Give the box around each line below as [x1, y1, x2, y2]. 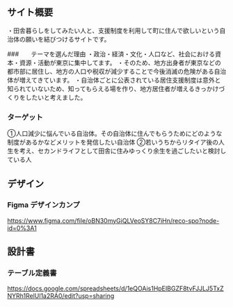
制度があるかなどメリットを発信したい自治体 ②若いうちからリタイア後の [7, 138, 219, 147]
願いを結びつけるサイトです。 [25, 35, 111, 43]
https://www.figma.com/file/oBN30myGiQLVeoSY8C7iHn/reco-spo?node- [7, 216, 220, 224]
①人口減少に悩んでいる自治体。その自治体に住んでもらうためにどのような [7, 129, 223, 138]
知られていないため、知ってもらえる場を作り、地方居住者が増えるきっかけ [7, 84, 219, 92]
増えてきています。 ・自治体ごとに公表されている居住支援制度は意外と [19, 76, 221, 84]
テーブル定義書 [7, 268, 57, 278]
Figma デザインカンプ [7, 200, 80, 210]
